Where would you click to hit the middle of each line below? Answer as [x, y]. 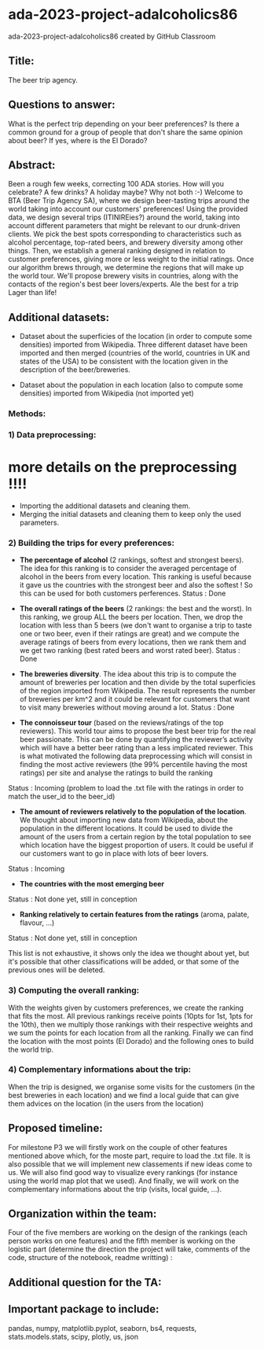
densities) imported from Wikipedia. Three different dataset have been [133, 345]
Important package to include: [84, 1309]
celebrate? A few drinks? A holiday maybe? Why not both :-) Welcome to [126, 192]
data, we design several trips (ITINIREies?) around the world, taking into [124, 217]
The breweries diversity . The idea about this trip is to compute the [128, 674]
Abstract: [32, 165]
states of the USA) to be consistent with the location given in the [124, 361]
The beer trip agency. [43, 79]
